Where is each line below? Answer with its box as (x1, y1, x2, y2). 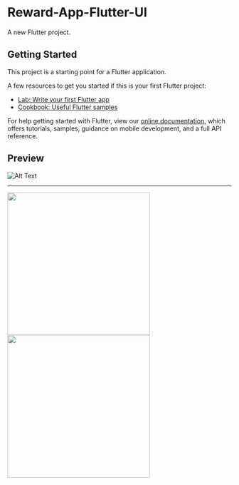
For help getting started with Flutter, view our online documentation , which (7, 116, 226, 125)
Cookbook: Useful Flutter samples (17, 103, 118, 111)
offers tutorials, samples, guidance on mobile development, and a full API (7, 124, 222, 133)
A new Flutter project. (7, 28, 71, 36)
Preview (7, 153, 45, 165)
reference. (7, 131, 38, 140)
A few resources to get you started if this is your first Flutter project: (7, 81, 206, 90)
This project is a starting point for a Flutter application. (7, 67, 166, 76)
